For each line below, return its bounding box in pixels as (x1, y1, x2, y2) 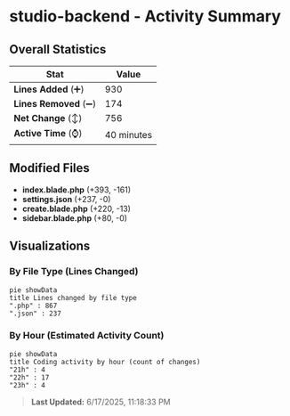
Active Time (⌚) (13, 127, 83, 139)
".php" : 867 (9, 301, 58, 310)
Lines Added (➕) (13, 83, 85, 95)
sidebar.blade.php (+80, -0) (21, 212, 127, 224)
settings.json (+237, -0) (21, 193, 111, 204)
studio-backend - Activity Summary (9, 6, 282, 27)
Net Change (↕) (13, 112, 83, 124)
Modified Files (9, 160, 91, 175)
